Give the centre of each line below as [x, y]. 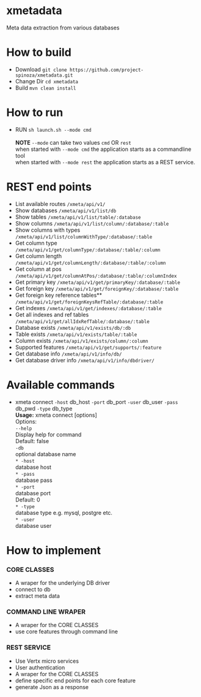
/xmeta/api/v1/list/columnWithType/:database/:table [84, 237]
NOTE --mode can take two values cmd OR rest [73, 142]
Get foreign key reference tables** [59, 295]
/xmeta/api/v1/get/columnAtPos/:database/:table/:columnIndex [96, 276]
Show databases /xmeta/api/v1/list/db [66, 210]
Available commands [60, 385]
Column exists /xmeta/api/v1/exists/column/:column [82, 340]
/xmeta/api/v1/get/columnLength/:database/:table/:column [90, 263]
